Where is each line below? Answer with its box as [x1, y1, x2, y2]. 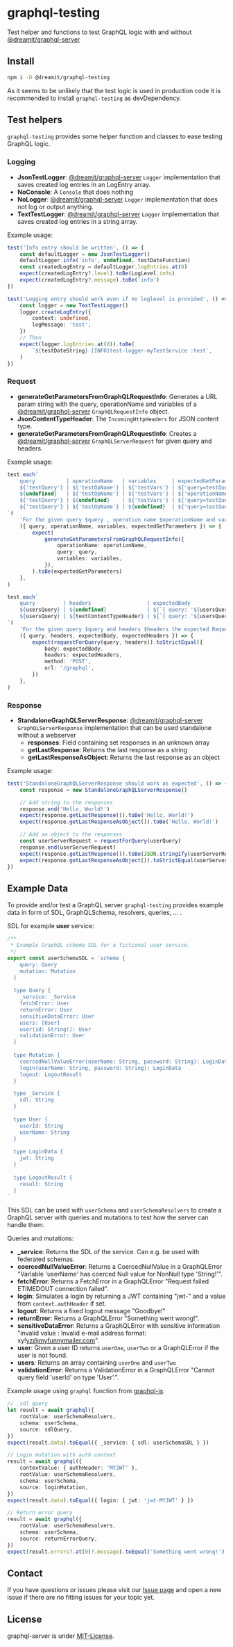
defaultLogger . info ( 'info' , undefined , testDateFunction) [19, 257, 191, 264]
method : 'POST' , [44, 658, 92, 665]
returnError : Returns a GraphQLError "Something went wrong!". [17, 1314, 200, 1322]
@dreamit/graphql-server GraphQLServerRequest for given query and [17, 437, 212, 445]
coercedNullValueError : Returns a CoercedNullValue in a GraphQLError [17, 1263, 223, 1271]
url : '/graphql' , [44, 665, 95, 672]
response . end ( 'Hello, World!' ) [19, 805, 110, 813]
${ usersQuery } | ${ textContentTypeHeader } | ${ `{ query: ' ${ [19, 613, 200, 620]
